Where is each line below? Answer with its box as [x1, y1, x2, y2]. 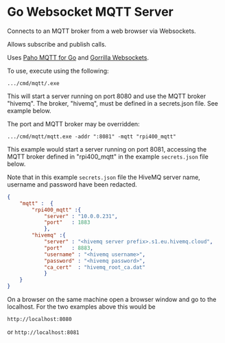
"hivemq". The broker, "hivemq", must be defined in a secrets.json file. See [7, 99, 218, 107]
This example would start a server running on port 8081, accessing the [7, 145, 207, 153]
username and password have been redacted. [7, 180, 137, 189]
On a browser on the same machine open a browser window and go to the [7, 296, 217, 304]
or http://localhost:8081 [7, 328, 80, 336]
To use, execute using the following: [7, 67, 109, 75]
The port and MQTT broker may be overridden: [7, 119, 140, 128]
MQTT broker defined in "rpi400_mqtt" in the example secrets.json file [7, 152, 209, 161]
